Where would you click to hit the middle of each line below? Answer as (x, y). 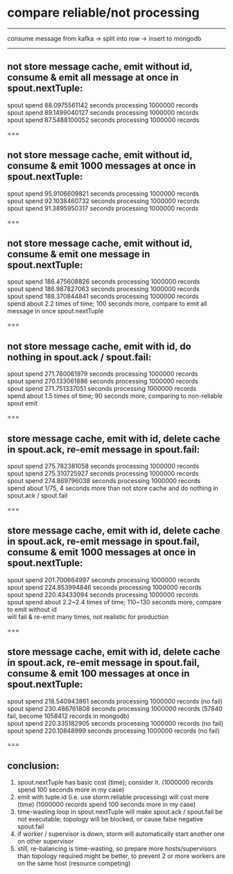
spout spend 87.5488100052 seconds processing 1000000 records (103, 120)
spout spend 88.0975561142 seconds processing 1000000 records (103, 105)
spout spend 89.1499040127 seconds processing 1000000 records (103, 112)
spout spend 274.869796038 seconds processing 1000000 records (104, 481)
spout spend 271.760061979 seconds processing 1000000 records (103, 374)
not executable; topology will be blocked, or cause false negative (110, 819)
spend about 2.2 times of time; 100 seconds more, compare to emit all (107, 304)
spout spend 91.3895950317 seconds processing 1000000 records (103, 208)
